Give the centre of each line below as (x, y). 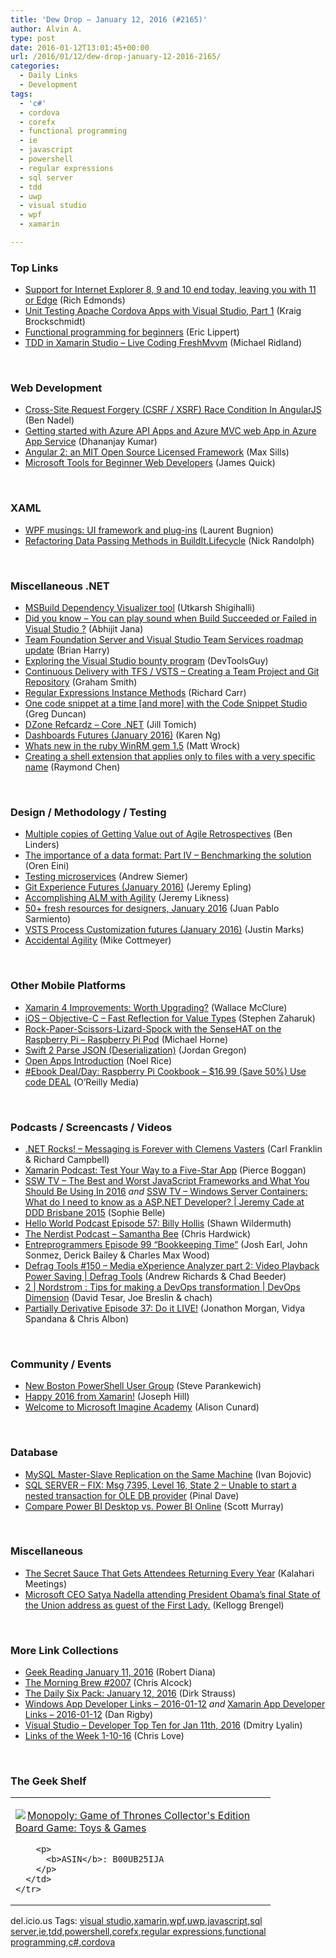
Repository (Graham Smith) (81, 682)
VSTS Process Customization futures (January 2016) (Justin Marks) (164, 930)
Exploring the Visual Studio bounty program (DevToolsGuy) (146, 661)
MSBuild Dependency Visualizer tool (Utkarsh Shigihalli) (140, 608)
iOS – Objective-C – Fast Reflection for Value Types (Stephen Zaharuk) (170, 1018)
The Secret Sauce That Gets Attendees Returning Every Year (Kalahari (169, 1573)
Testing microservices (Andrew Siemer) (106, 877)
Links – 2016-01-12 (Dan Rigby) (89, 1715)
